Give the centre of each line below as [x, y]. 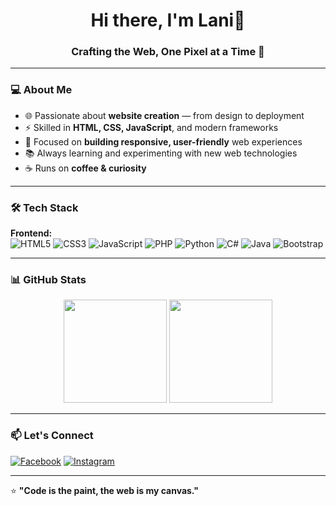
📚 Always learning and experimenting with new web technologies [161, 153]
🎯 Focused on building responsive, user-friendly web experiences [163, 141]
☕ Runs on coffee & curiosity [85, 168]
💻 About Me [41, 90]
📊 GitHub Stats [48, 279]
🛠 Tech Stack [44, 207]
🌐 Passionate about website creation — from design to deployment [164, 115]
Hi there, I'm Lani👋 [168, 20]
